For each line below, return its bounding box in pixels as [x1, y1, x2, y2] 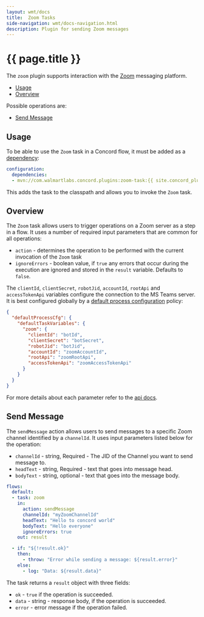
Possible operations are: [6, 102, 67, 110]
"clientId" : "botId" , [28, 332, 83, 338]
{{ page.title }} [6, 52, 81, 66]
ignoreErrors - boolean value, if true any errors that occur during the [15, 260, 189, 267]
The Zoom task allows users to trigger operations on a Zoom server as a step [6, 222, 196, 229]
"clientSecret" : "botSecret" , [28, 337, 104, 344]
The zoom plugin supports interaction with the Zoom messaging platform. [6, 72, 188, 80]
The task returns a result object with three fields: [6, 579, 131, 586]
